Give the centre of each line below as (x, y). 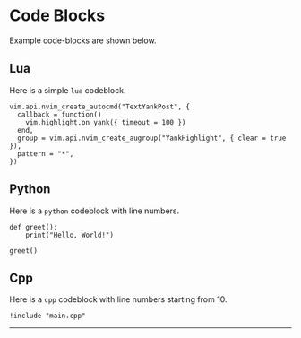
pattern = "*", (46, 153)
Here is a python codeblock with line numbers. (95, 211)
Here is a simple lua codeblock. (68, 90)
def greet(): (34, 227)
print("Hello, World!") (70, 235)
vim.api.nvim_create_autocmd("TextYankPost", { (100, 107)
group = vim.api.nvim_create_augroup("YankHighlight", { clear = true (152, 138)
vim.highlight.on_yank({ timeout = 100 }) (106, 122)
